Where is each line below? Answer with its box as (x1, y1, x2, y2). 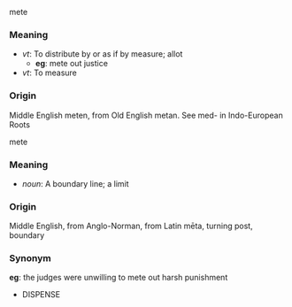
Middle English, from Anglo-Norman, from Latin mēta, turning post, (9, 220, 254, 232)
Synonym (9, 252, 51, 265)
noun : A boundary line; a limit (21, 178, 130, 188)
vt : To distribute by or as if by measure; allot (21, 49, 183, 59)
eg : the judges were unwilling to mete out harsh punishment (9, 272, 228, 283)
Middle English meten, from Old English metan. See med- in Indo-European (9, 110, 283, 120)
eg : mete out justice (35, 58, 109, 69)
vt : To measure (21, 67, 78, 78)
